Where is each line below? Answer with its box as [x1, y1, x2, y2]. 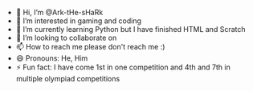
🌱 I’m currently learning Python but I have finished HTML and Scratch [15, 25, 246, 34]
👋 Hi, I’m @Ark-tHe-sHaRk [15, 8, 104, 17]
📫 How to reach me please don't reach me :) [15, 42, 165, 51]
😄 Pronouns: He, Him [15, 53, 88, 63]
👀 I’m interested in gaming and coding [15, 16, 142, 26]
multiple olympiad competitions [15, 74, 120, 83]
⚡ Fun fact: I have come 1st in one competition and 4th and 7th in [15, 62, 231, 72]
